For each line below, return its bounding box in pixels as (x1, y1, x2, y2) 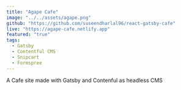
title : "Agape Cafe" (6, 9, 59, 15)
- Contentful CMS (12, 49, 56, 55)
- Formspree (12, 60, 43, 66)
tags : (6, 37, 20, 43)
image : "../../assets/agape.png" (6, 15, 91, 21)
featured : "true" (6, 32, 51, 38)
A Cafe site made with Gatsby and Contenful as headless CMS (6, 77, 163, 84)
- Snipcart (12, 54, 40, 60)
